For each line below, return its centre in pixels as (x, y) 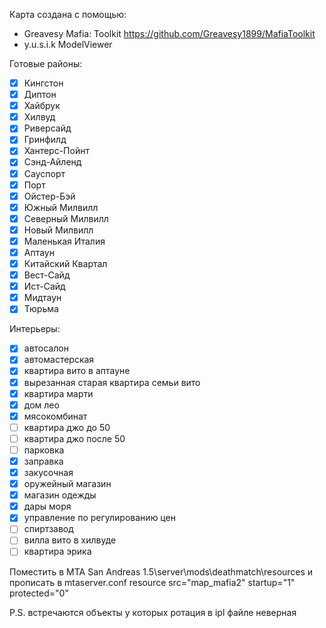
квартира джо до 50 (67, 427)
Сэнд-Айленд (52, 162)
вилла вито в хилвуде (70, 540)
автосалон (46, 348)
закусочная (48, 472)
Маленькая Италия (64, 241)
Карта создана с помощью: (68, 14)
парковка (44, 450)
